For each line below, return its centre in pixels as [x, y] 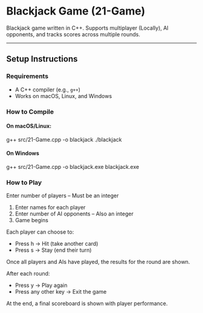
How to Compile [30, 111]
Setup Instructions [42, 59]
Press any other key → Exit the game [61, 292]
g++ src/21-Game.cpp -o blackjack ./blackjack [64, 139]
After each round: [28, 274]
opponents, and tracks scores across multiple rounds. [73, 34]
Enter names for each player [50, 208]
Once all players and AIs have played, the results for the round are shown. [98, 262]
